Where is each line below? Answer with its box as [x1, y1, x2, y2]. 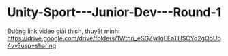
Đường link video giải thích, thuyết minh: [7, 27, 120, 35]
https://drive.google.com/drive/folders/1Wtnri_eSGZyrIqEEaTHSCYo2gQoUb [7, 34, 222, 42]
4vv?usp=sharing [7, 41, 57, 49]
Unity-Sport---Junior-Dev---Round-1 [7, 5, 222, 20]
